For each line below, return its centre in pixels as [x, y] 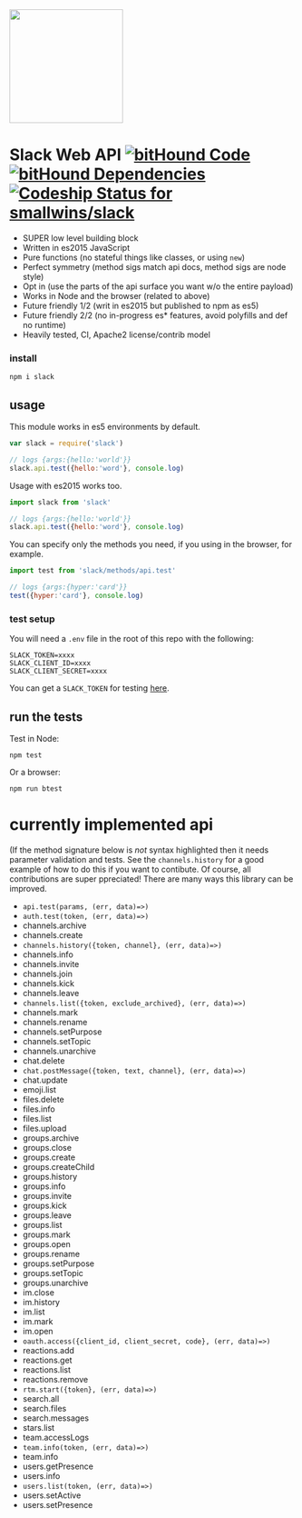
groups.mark [46, 1234]
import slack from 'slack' [60, 502]
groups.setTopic [53, 1273]
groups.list [42, 1224]
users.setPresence [58, 1504]
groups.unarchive [55, 1283]
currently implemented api [112, 825]
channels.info [48, 954]
